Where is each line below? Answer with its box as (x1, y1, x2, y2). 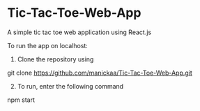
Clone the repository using (17, 54, 94, 64)
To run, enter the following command (17, 82, 124, 90)
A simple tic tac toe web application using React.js (7, 28, 152, 36)
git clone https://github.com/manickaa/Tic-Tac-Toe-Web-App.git (7, 68, 193, 77)
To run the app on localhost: (7, 41, 89, 50)
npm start (7, 96, 36, 104)
